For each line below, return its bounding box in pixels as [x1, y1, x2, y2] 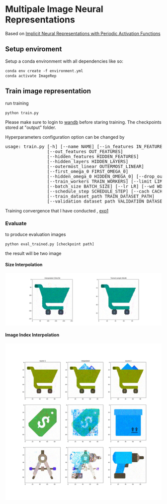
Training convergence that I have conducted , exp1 [5, 207, 109, 213]
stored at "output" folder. [5, 124, 56, 130]
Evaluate [5, 220, 27, 227]
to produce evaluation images [5, 231, 66, 237]
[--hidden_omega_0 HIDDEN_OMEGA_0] [47, 173, 134, 179]
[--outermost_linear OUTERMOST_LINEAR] [47, 163, 144, 169]
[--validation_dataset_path [47, 198, 116, 204]
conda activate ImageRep [5, 73, 57, 78]
